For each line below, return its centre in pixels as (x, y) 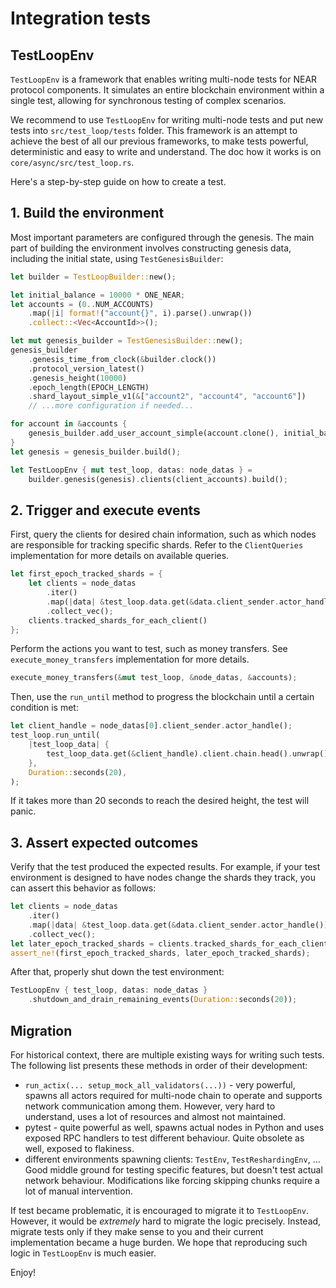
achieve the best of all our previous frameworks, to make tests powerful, (159, 141)
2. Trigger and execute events (105, 510)
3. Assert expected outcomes (104, 842)
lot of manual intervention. (78, 1191)
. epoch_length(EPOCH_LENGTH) (89, 387)
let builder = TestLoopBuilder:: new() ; (93, 277)
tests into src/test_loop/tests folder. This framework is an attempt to (154, 130)
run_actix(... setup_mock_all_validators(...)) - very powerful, (160, 1085)
